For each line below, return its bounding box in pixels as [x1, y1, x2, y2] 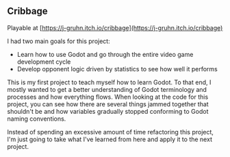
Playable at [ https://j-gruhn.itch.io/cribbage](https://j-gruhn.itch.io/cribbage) [7, 23, 223, 32]
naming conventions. [7, 114, 66, 123]
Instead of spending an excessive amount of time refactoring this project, [7, 128, 214, 136]
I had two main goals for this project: [7, 37, 111, 45]
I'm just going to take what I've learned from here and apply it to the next [7, 135, 212, 143]
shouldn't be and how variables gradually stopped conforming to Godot [7, 107, 209, 115]
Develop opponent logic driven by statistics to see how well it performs [16, 64, 218, 73]
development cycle [16, 58, 71, 66]
